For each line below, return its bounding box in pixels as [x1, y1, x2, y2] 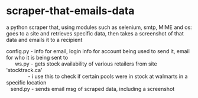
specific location [6, 79, 47, 86]
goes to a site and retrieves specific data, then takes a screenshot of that [6, 30, 184, 37]
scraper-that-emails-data [6, 4, 135, 18]
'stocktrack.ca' [6, 66, 43, 73]
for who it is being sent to [6, 54, 69, 61]
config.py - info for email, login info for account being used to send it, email [6, 47, 190, 54]
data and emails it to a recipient [6, 36, 83, 43]
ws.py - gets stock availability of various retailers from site [14, 60, 158, 67]
